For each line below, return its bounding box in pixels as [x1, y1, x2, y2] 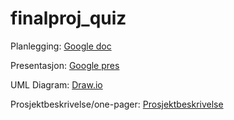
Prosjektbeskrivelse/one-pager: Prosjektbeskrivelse [10, 98, 224, 110]
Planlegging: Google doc [10, 40, 112, 52]
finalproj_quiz [10, 7, 127, 30]
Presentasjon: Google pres [10, 59, 120, 71]
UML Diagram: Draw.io [10, 78, 103, 91]
